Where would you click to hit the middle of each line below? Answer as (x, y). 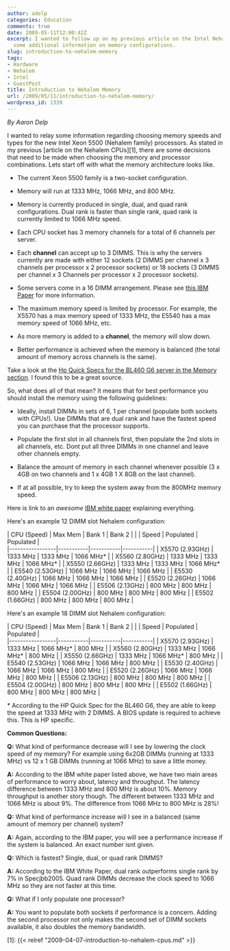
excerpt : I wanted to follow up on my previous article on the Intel (108, 39)
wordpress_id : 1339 (35, 103)
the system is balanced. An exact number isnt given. (81, 844)
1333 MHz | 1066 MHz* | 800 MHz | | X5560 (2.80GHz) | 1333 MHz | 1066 (111, 648)
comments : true (29, 26)
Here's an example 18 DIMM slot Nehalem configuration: (87, 613)
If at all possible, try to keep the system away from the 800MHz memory (119, 487)
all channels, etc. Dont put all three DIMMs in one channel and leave (113, 446)
